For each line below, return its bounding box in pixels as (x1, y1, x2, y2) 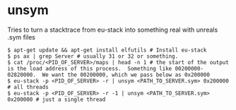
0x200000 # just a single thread (7, 96, 106, 103)
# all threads (7, 83, 49, 90)
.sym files (7, 32, 36, 41)
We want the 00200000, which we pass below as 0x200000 (42, 71, 211, 78)
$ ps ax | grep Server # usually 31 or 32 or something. (7, 52, 179, 60)
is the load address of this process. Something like (7, 65, 172, 72)
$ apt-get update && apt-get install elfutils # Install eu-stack (7, 47, 207, 54)
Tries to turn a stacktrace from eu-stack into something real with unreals (7, 25, 218, 34)
